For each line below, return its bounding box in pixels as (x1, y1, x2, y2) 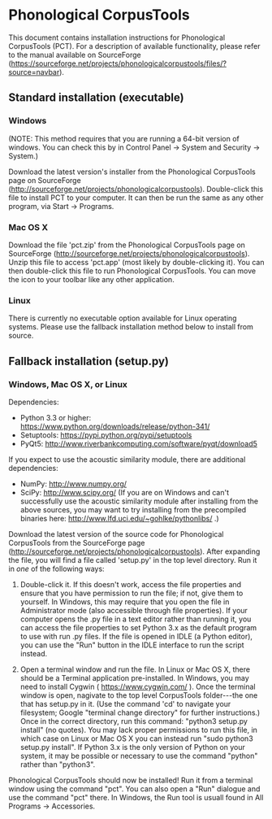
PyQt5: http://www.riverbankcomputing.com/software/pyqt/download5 (19, 438, 258, 448)
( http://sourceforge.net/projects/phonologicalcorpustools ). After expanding (8, 547, 261, 556)
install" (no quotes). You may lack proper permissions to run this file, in (19, 725, 258, 734)
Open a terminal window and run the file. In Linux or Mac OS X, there (19, 664, 250, 674)
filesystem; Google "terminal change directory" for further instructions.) (19, 708, 261, 717)
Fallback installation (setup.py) (8, 354, 169, 368)
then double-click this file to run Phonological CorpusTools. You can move (8, 266, 257, 276)
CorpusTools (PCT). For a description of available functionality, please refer (8, 41, 261, 50)
